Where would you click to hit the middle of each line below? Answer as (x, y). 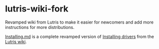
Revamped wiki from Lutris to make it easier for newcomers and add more (79, 22)
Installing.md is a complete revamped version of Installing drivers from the (80, 37)
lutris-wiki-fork (37, 9)
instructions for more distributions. (40, 27)
